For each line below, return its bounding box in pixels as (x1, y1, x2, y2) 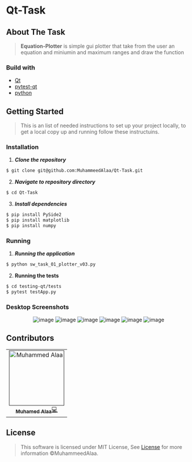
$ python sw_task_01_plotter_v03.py (6, 261, 96, 268)
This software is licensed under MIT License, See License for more (20, 443, 183, 450)
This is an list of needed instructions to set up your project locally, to (20, 122, 186, 129)
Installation (6, 143, 39, 151)
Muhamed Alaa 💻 (15, 406, 58, 415)
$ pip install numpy (6, 222, 57, 228)
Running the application (14, 250, 75, 257)
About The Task (6, 27, 66, 37)
